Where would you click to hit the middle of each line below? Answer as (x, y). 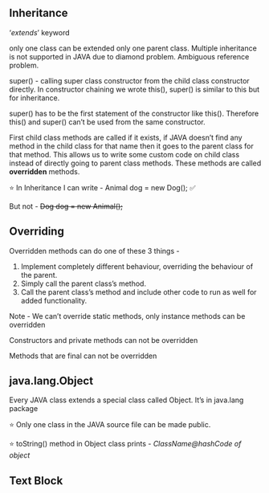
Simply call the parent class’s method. (84, 283)
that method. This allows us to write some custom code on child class (124, 154)
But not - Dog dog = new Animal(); (66, 206)
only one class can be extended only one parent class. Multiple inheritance (133, 48)
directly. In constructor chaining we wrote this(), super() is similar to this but (134, 89)
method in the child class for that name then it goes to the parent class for (131, 146)
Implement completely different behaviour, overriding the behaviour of (137, 266)
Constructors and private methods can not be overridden (104, 340)
